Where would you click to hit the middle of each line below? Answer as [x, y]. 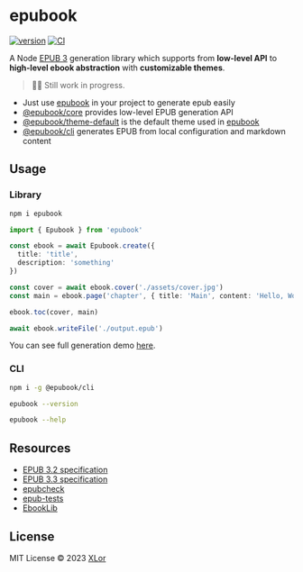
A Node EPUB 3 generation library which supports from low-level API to [143, 58]
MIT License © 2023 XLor [58, 558]
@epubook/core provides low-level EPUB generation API [128, 112]
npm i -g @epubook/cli [52, 387]
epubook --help [38, 420]
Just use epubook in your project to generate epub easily [129, 102]
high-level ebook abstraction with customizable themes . [117, 68]
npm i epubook [36, 213]
